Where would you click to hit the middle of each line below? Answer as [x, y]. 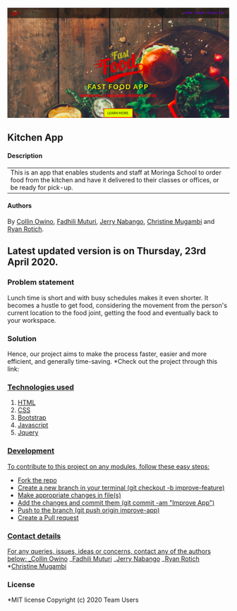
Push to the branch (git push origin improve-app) [89, 510]
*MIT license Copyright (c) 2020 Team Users [73, 600]
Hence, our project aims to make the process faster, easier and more [107, 354]
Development [31, 451]
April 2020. [33, 262]
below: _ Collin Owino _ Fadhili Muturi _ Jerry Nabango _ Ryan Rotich [103, 559]
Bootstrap [32, 417]
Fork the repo [37, 480]
